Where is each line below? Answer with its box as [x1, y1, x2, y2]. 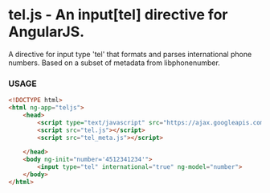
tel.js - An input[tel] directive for [8, 6, 228, 24]
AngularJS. [8, 23, 85, 41]
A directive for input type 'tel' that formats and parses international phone [8, 49, 252, 59]
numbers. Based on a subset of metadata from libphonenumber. [8, 58, 221, 68]
